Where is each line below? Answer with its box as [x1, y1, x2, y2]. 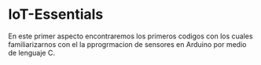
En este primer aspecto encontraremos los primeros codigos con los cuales [8, 31, 253, 41]
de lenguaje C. [8, 48, 55, 57]
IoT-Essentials [8, 5, 104, 23]
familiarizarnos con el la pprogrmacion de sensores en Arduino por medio [8, 39, 247, 49]
